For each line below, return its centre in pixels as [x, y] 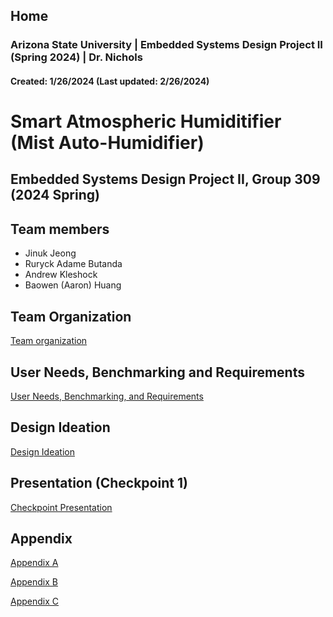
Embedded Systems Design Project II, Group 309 [165, 179]
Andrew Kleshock [61, 275]
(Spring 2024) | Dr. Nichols [76, 57]
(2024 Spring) [55, 195]
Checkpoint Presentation [61, 507]
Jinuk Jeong [50, 253]
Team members [60, 229]
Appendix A [34, 563]
